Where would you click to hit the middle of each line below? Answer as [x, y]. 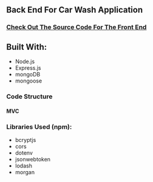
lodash [23, 166]
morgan [25, 172]
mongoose [29, 81]
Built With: [27, 47]
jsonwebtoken [32, 159]
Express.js [28, 68]
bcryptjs [25, 140]
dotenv [24, 153]
